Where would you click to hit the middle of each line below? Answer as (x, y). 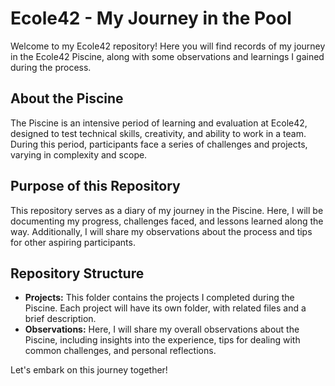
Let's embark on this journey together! (89, 370)
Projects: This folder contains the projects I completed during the (159, 298)
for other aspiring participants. (73, 242)
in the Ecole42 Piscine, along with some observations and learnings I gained (167, 56)
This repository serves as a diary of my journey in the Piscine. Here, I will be (167, 210)
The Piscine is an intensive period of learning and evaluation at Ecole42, (159, 123)
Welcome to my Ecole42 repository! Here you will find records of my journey (168, 46)
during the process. (51, 67)
